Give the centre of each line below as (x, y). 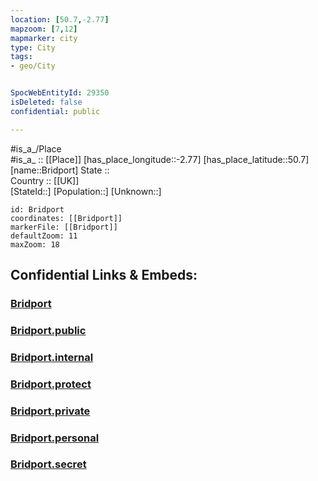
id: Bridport (37, 209)
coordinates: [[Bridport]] (66, 218)
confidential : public (55, 111)
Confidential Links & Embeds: (104, 275)
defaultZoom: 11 (44, 236)
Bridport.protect (51, 384)
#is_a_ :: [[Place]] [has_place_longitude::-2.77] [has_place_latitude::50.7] (160, 159)
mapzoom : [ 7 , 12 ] (44, 29)
